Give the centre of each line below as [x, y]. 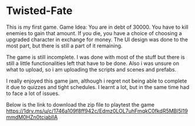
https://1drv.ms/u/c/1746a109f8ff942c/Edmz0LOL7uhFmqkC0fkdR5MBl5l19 [97, 111]
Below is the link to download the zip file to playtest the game [80, 104]
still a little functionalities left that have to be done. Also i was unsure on [93, 63]
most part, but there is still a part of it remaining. [64, 46]
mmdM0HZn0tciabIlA [32, 117]
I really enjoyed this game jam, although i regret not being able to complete [97, 81]
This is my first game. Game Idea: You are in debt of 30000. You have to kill [97, 27]
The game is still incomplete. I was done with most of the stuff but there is [95, 57]
